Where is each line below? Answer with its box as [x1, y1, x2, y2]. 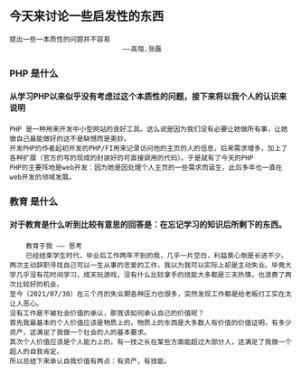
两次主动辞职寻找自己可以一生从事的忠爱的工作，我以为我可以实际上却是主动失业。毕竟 [9, 261, 286, 270]
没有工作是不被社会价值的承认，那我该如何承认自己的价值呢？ [9, 309, 205, 318]
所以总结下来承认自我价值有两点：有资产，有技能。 [9, 357, 172, 366]
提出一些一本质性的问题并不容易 [9, 34, 111, 43]
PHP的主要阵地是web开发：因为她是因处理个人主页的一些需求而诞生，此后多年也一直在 [9, 163, 283, 172]
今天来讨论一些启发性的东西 [9, 8, 165, 24]
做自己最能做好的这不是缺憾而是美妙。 [9, 134, 131, 143]
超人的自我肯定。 [9, 347, 64, 357]
